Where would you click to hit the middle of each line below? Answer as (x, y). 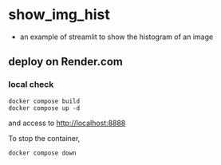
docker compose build (44, 101)
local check (31, 84)
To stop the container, (44, 138)
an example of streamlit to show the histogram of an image (116, 37)
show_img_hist (59, 15)
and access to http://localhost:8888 (67, 123)
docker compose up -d (44, 108)
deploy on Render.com (66, 62)
